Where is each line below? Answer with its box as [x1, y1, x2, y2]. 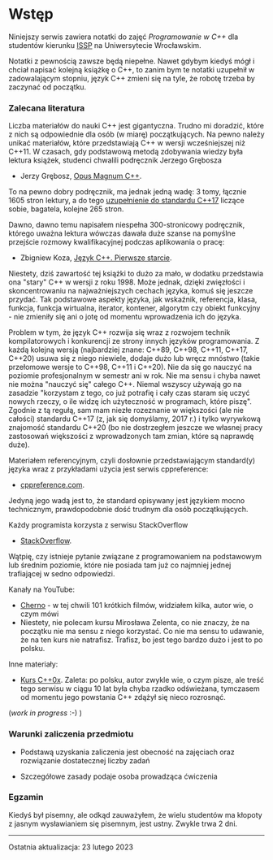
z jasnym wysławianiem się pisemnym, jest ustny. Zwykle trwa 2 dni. [8, 819, 238, 828]
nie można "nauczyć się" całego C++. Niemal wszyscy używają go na [8, 380, 242, 389]
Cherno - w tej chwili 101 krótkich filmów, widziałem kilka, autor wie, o [19, 601, 253, 610]
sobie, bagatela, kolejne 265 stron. [8, 204, 124, 214]
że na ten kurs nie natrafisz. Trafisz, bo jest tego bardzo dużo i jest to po [19, 635, 263, 645]
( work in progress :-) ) [8, 708, 83, 718]
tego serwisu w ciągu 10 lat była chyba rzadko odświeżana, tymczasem [19, 684, 260, 693]
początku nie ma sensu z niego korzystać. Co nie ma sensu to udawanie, [19, 627, 265, 636]
